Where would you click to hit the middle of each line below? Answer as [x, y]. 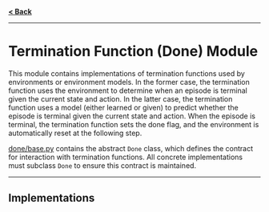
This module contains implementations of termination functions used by [127, 73]
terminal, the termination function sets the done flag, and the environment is [134, 124]
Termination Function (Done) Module [133, 52]
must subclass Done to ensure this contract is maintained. [102, 165]
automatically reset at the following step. [75, 133]
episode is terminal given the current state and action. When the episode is [132, 116]
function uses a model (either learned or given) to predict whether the [123, 107]
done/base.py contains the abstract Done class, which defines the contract [131, 148]
